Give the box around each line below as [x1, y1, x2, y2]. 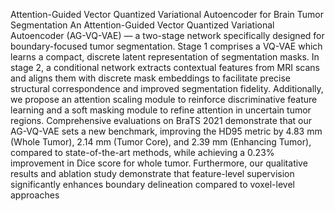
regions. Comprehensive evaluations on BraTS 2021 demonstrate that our [10, 115, 313, 126]
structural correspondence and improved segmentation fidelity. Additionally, [10, 83, 324, 94]
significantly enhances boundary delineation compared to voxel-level [10, 179, 295, 190]
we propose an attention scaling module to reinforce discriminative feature [10, 94, 318, 105]
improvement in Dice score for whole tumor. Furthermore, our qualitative [10, 157, 308, 169]
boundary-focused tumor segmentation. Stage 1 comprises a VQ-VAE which [10, 40, 323, 52]
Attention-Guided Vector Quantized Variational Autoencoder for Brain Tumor [10, 9, 325, 20]
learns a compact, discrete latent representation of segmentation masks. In [10, 51, 320, 63]
